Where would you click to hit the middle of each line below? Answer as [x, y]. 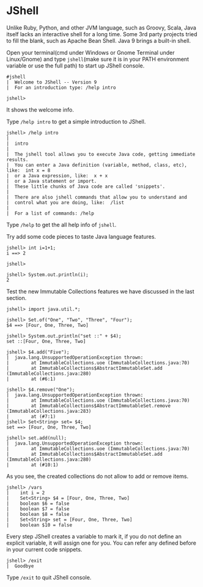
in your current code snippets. [44, 549]
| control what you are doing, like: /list [65, 202]
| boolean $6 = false [38, 504]
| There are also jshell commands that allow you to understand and [97, 197]
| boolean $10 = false [39, 525]
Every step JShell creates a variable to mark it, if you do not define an [94, 536]
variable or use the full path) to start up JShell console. [76, 66]
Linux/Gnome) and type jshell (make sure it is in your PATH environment [98, 59]
